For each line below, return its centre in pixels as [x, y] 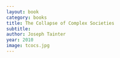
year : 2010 [20, 40]
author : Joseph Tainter [36, 34]
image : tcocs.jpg [28, 46]
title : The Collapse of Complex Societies [60, 23]
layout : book [23, 12]
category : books [27, 18]
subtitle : [19, 29]
